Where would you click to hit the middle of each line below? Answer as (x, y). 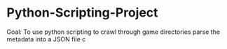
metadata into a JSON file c (46, 39)
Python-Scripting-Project (82, 13)
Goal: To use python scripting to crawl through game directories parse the (113, 32)
